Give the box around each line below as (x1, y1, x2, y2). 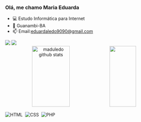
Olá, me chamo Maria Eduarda (5, 4, 80, 11)
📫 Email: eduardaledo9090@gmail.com (12, 28, 93, 34)
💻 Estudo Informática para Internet (12, 15, 85, 21)
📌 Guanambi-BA (12, 23, 46, 29)
